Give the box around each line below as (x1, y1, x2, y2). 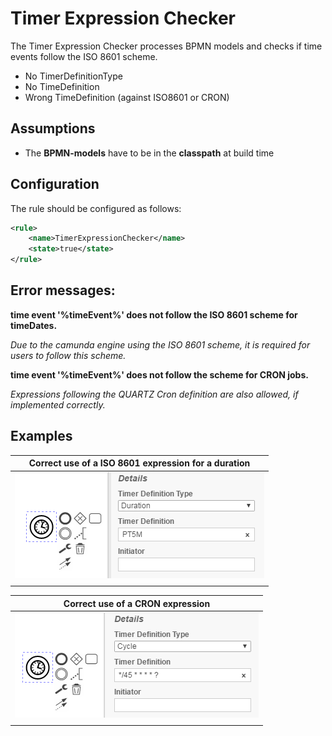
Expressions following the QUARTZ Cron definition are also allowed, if (10, 388, 299, 400)
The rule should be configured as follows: (10, 202, 182, 214)
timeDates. (10, 319, 58, 331)
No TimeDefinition (24, 80, 100, 92)
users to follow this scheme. (10, 349, 127, 361)
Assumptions (10, 120, 96, 137)
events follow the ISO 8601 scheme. (10, 50, 158, 62)
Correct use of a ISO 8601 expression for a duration (28, 457, 251, 469)
